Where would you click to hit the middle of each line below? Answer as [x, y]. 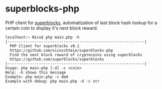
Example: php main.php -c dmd [37, 77]
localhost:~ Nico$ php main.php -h [42, 37]
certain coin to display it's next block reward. [52, 28]
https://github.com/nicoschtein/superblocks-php [61, 50]
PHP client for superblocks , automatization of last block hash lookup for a [81, 23]
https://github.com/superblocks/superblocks [57, 59]
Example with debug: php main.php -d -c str [52, 81]
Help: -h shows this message [36, 72]
